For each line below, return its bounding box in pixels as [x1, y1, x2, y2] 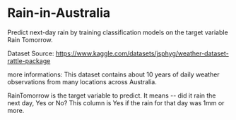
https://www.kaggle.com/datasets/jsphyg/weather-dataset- [55, 49, 230, 58]
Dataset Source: [7, 49, 54, 58]
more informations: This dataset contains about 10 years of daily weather [7, 70, 220, 79]
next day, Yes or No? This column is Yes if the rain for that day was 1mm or [7, 98, 225, 107]
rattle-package [7, 56, 51, 65]
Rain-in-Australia [7, 5, 111, 21]
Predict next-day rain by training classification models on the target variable [7, 28, 228, 36]
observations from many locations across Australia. [7, 77, 157, 86]
